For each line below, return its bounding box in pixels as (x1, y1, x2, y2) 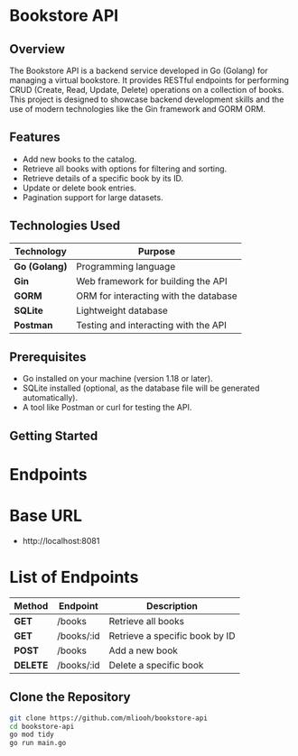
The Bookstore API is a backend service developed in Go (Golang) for (9, 65, 268, 76)
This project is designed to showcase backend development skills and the (9, 94, 284, 105)
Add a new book (108, 644, 179, 657)
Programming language (76, 260, 176, 272)
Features (9, 130, 61, 145)
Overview (9, 41, 66, 57)
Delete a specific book (108, 659, 204, 671)
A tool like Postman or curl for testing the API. (22, 402, 192, 413)
